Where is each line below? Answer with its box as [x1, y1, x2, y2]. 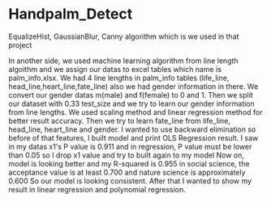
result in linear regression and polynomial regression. [8, 184, 187, 194]
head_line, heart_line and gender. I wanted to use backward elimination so [8, 124, 256, 134]
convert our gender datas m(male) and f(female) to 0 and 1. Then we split [8, 90, 253, 99]
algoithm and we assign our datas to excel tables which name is [8, 64, 222, 74]
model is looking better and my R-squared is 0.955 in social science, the [8, 158, 250, 168]
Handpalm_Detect [8, 5, 133, 23]
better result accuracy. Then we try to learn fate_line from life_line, [8, 116, 231, 125]
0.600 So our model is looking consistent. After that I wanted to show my [8, 175, 252, 186]
